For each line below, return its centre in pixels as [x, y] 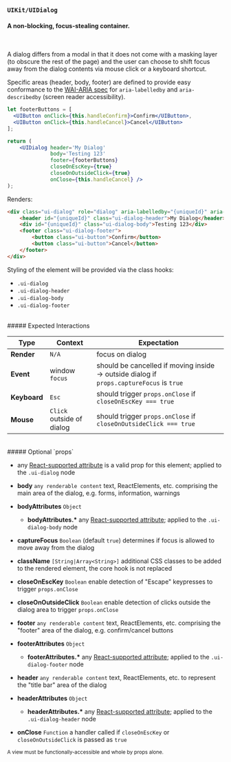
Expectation [158, 342]
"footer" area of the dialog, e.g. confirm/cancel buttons [95, 630]
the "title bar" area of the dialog [62, 685]
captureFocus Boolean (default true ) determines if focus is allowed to [116, 540]
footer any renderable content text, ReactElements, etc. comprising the [119, 623]
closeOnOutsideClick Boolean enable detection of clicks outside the [114, 602]
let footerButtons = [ [40, 109]
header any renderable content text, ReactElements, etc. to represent [116, 677]
